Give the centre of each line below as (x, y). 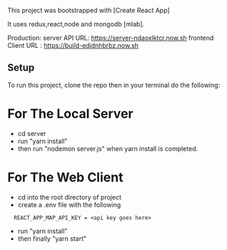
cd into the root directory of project (69, 197)
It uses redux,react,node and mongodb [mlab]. (76, 24)
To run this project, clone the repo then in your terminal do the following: (114, 85)
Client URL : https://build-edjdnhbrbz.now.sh (73, 45)
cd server (32, 133)
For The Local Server (70, 114)
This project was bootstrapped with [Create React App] (89, 10)
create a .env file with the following (69, 204)
